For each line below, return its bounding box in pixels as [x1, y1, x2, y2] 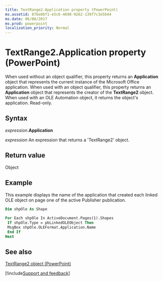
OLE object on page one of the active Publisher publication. [5, 197, 126, 203]
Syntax [5, 114, 28, 122]
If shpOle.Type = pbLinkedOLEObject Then [7, 220, 94, 225]
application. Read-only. [5, 100, 52, 106]
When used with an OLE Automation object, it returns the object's [5, 95, 138, 101]
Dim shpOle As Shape [5, 206, 48, 211]
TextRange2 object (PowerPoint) [5, 261, 72, 267]
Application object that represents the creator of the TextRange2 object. [5, 89, 154, 95]
